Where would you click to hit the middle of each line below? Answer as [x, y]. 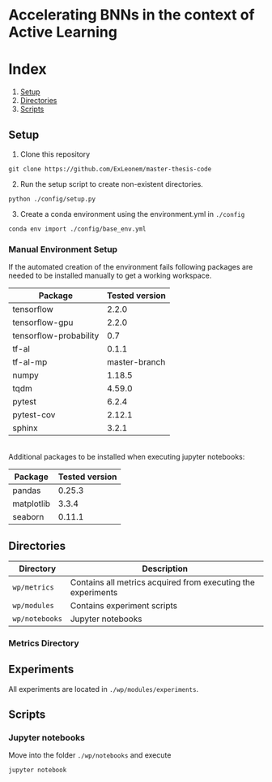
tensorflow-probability [56, 336]
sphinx [25, 428]
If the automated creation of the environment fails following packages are [131, 267]
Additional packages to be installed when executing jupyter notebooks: [127, 457]
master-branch [136, 362]
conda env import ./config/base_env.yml [78, 229]
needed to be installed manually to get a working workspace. [110, 276]
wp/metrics [33, 588]
